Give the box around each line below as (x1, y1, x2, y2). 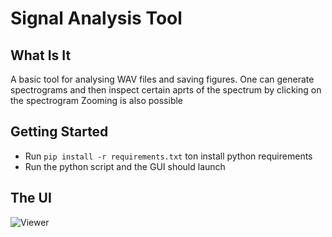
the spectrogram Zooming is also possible (10, 95, 184, 106)
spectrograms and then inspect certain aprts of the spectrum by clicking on (10, 84, 322, 96)
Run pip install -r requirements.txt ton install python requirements (24, 150, 313, 162)
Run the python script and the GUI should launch (24, 160, 226, 172)
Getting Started (10, 123, 109, 141)
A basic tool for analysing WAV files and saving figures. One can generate (10, 73, 315, 85)
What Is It (10, 47, 72, 64)
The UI (10, 190, 52, 207)
